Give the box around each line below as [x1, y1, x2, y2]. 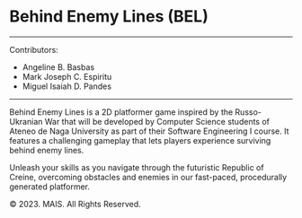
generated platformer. [9, 181, 91, 192]
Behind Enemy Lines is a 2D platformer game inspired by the [9, 106, 234, 118]
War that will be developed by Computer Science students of [44, 116, 270, 126]
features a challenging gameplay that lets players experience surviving [9, 135, 271, 145]
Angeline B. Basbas [22, 61, 95, 73]
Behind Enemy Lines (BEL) [9, 6, 209, 27]
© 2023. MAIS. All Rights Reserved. [9, 198, 141, 209]
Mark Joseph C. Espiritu [22, 71, 112, 82]
